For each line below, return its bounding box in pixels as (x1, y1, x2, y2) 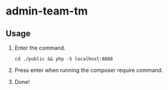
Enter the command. (14, 44, 66, 51)
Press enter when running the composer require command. (14, 66, 163, 74)
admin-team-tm (5, 4, 88, 18)
